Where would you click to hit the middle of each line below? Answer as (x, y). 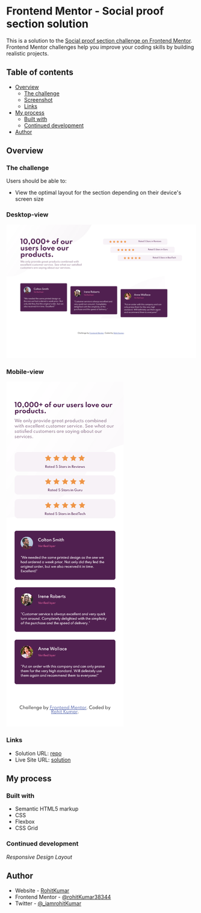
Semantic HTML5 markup (47, 809)
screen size (29, 199)
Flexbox (25, 822)
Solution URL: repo (38, 753)
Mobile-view (25, 372)
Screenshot (38, 100)
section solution (48, 24)
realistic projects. (28, 53)
